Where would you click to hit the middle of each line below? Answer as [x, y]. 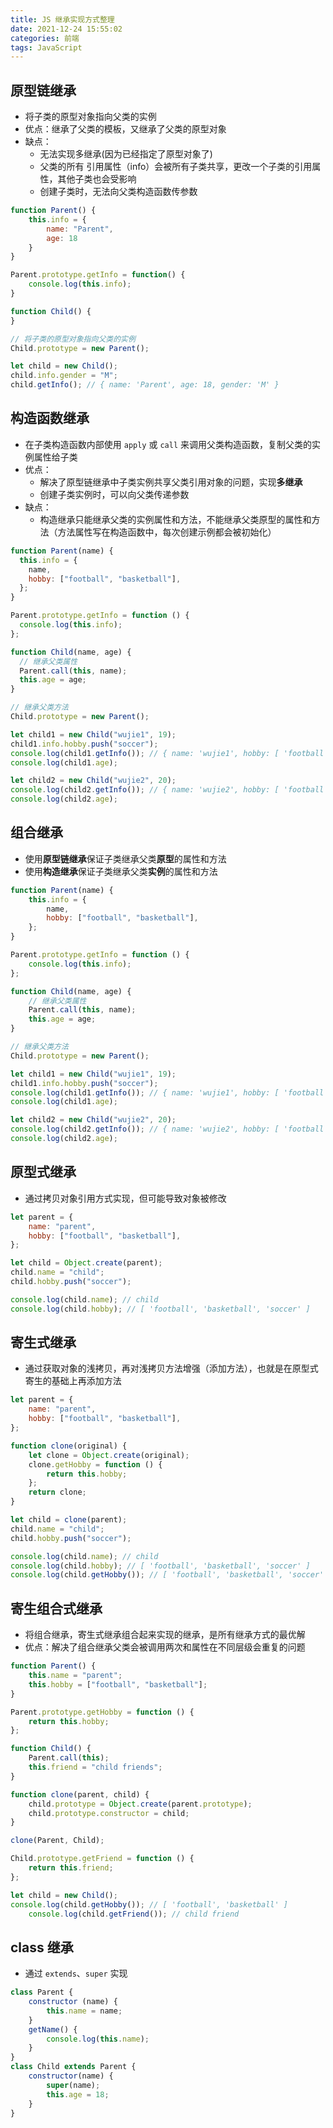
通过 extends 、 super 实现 [76, 1973]
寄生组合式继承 [56, 1608]
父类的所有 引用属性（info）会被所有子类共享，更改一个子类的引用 [176, 167]
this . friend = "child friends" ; [95, 1767]
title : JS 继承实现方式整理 [62, 19]
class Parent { [42, 1992]
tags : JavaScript [46, 47]
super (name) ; [73, 2085]
